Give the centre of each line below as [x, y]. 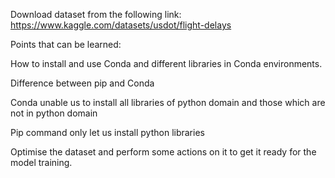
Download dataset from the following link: [96, 14]
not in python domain [54, 113]
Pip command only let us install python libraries [107, 132]
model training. [41, 162]
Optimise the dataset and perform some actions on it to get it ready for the [163, 152]
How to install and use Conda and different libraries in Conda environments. [166, 63]
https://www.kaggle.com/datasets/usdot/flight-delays [121, 25]
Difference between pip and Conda [82, 83]
